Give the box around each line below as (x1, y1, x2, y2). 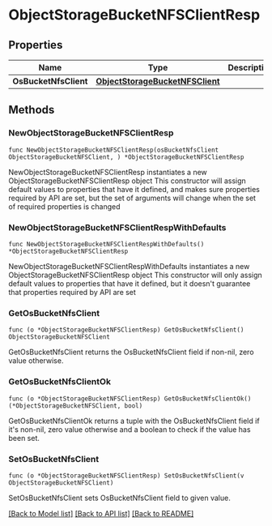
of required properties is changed (8, 201, 121, 212)
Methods (8, 103, 55, 117)
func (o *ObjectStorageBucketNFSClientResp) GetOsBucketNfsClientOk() (8, 395, 252, 403)
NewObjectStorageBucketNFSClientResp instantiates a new (8, 167, 208, 177)
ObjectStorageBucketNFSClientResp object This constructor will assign (8, 176, 247, 186)
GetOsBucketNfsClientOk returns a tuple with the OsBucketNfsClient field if (8, 416, 261, 426)
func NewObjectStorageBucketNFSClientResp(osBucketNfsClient (8, 146, 219, 154)
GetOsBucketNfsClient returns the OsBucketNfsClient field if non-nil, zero (8, 347, 254, 357)
